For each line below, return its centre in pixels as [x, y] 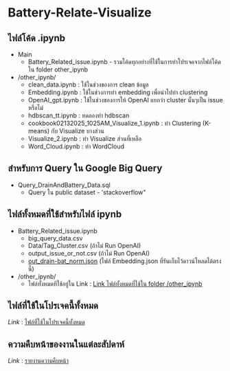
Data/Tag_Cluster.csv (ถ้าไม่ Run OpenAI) [84, 245]
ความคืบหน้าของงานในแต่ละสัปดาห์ [66, 344]
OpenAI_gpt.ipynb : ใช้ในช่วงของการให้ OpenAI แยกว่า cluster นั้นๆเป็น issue [125, 100]
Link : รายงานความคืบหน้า [38, 361]
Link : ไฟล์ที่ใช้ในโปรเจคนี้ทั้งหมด [46, 322]
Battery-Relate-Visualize [80, 13]
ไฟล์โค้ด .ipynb [37, 38]
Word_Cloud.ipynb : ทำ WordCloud [76, 146]
